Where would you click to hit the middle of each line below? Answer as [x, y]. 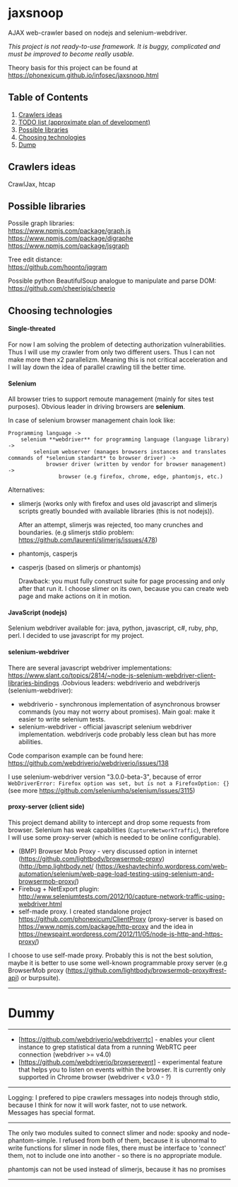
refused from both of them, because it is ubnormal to [139, 1140]
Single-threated [32, 329]
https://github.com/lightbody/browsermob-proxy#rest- [147, 970]
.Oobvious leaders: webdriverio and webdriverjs [130, 682]
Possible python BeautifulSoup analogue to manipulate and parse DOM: [112, 281]
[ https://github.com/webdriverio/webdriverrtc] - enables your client [116, 1039]
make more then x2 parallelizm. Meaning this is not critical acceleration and [118, 359]
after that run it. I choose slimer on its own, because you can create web [123, 589]
